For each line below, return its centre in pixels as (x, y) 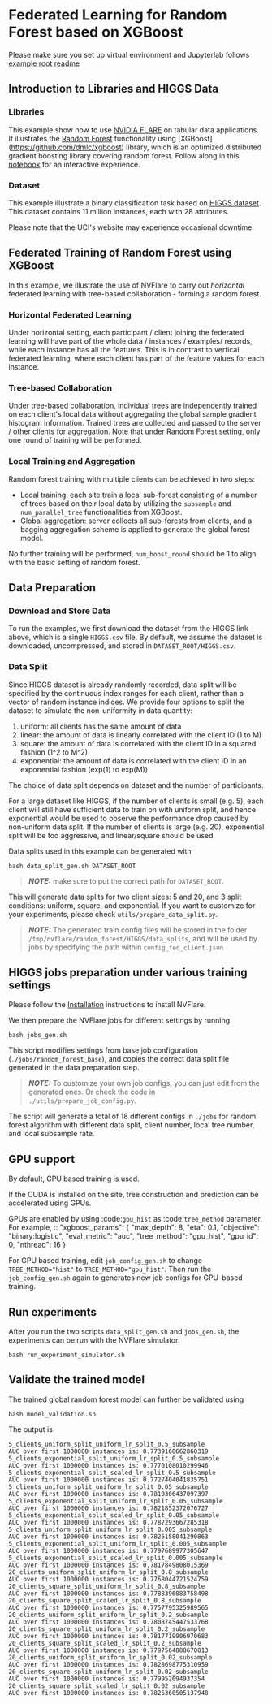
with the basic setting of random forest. (74, 562)
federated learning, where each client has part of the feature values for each (136, 358)
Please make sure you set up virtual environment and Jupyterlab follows (129, 54)
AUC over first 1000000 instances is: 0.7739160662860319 (108, 1451)
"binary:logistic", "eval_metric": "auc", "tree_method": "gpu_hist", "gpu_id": (134, 1236)
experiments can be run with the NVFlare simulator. (94, 1340)
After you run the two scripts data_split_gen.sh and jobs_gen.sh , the (124, 1332)
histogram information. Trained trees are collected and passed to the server (135, 423)
